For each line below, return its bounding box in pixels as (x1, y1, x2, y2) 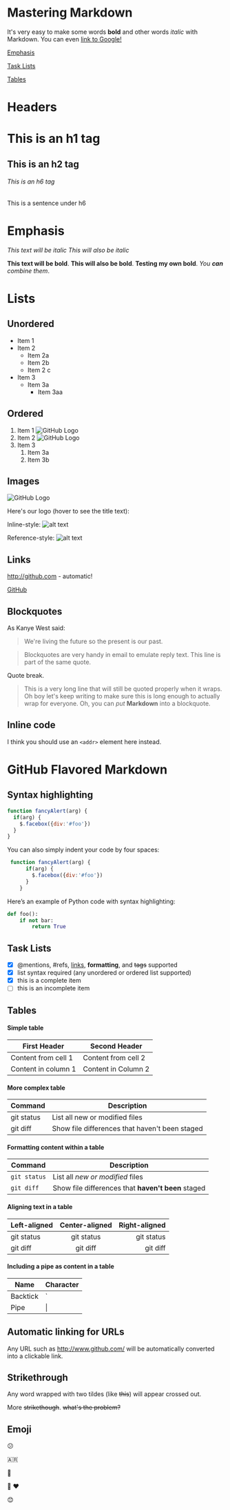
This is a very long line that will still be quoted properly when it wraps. (23, 685, 222, 693)
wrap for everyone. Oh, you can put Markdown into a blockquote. (23, 699, 211, 708)
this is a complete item (17, 977, 81, 985)
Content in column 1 (10, 1064, 76, 1074)
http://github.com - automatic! (7, 572, 93, 580)
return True (32, 923, 67, 930)
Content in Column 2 (82, 1064, 150, 1074)
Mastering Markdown (7, 5, 133, 21)
